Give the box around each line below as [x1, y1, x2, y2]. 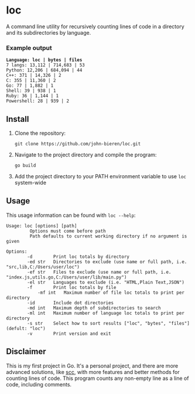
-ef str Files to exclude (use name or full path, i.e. [27, 269, 172, 275]
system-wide [14, 179, 47, 186]
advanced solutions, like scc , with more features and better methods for [6, 368, 180, 375]
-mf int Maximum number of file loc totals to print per [37, 290, 184, 295]
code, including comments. [6, 381, 72, 388]
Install [6, 114, 29, 124]
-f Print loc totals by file [27, 284, 117, 290]
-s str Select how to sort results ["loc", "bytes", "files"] [27, 320, 190, 326]
